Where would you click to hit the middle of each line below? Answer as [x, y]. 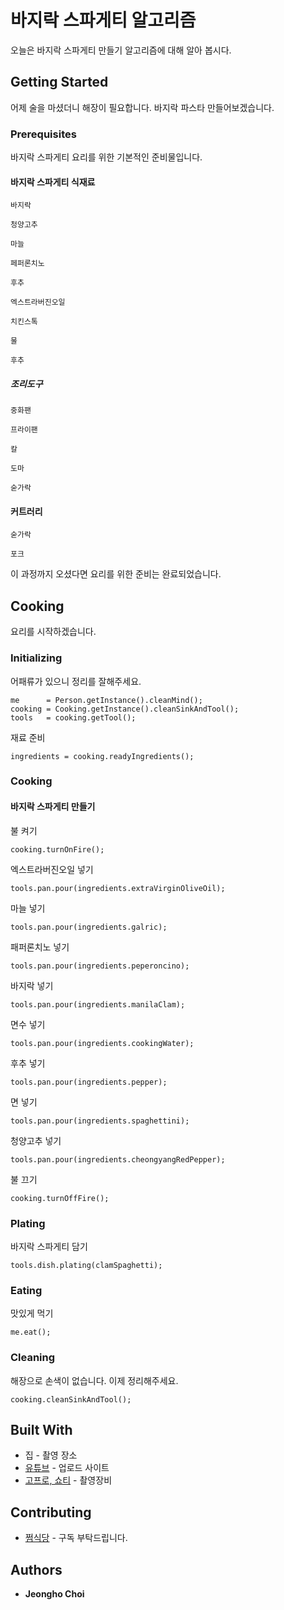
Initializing [36, 658]
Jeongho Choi [54, 1593]
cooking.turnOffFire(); [60, 1198]
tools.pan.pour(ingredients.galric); [89, 927]
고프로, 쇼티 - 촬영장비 [68, 1480]
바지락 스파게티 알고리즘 [103, 20]
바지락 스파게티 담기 [49, 1246]
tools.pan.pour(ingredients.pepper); [89, 1082]
